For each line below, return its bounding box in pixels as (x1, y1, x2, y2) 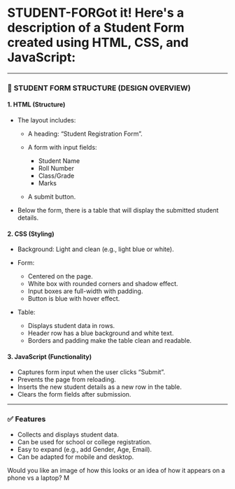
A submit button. (27, 192, 76, 201)
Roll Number (38, 164, 75, 173)
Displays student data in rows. (27, 322, 115, 330)
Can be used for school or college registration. (17, 437, 152, 446)
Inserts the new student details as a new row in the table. (17, 383, 182, 391)
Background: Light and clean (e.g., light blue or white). (17, 245, 174, 253)
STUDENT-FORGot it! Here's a (7, 5, 184, 21)
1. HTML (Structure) (7, 100, 66, 109)
